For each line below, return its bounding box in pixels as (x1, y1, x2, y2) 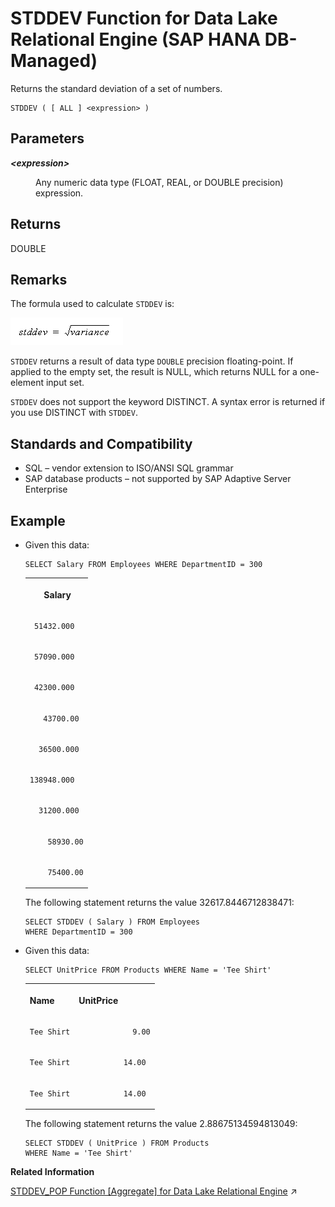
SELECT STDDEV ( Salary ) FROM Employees (24, 917, 200, 927)
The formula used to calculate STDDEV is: (10, 298, 175, 310)
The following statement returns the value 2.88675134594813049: (24, 1118, 298, 1129)
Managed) (10, 50, 98, 72)
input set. (45, 377, 85, 389)
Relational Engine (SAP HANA (10, 28, 262, 51)
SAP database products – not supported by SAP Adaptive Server (24, 473, 292, 485)
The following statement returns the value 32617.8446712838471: (24, 897, 295, 909)
